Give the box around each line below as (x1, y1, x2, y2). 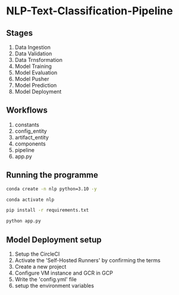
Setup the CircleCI (14, 250, 60, 257)
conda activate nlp (6, 197, 55, 203)
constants (14, 121, 40, 128)
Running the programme (6, 170, 99, 180)
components (14, 140, 46, 147)
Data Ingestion (14, 44, 51, 51)
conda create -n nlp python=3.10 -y (6, 186, 97, 192)
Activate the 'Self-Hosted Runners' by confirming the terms (14, 256, 161, 263)
